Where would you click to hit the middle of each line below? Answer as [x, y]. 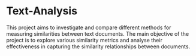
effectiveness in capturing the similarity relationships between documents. [98, 46]
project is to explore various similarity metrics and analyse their [85, 40]
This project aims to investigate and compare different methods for [89, 27]
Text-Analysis [42, 11]
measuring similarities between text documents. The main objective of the [98, 33]
